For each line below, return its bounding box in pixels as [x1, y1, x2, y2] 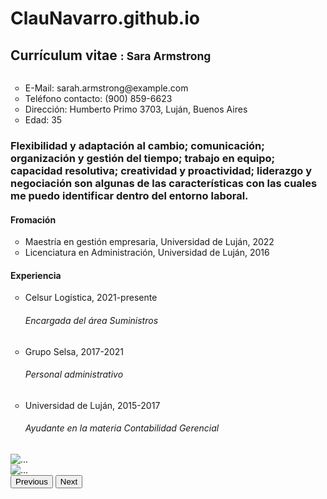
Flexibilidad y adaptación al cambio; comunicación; [10, 138, 265, 152]
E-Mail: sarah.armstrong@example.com [24, 82, 189, 94]
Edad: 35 [24, 114, 63, 126]
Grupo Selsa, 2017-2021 [24, 345, 125, 357]
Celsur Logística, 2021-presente [24, 292, 158, 304]
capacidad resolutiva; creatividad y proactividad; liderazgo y [10, 163, 313, 177]
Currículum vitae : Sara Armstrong [10, 47, 212, 64]
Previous [15, 476, 48, 487]
